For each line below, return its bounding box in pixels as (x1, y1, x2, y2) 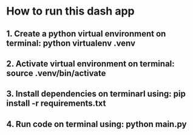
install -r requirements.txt (6, 99, 106, 109)
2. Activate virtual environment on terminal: (6, 58, 175, 69)
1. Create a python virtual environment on (6, 29, 166, 39)
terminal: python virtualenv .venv (6, 38, 135, 48)
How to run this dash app (6, 4, 135, 18)
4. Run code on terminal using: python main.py (6, 119, 187, 129)
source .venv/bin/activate (6, 68, 106, 78)
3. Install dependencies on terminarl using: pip (6, 89, 186, 99)
